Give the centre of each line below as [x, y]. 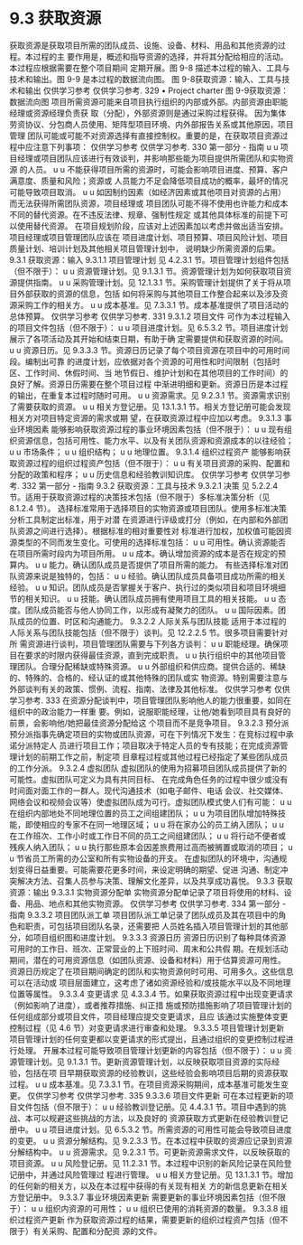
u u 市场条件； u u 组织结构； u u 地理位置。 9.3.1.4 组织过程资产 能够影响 [146, 452]
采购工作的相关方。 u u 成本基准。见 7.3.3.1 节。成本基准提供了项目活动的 [152, 304]
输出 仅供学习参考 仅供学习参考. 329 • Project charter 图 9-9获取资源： [157, 90]
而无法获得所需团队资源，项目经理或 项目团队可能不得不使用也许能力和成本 [149, 203]
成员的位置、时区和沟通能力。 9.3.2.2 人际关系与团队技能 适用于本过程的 [151, 621]
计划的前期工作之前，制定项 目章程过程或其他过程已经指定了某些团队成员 [152, 756]
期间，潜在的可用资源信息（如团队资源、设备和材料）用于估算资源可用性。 [147, 959]
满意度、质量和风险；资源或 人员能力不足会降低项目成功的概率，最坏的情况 [149, 181]
